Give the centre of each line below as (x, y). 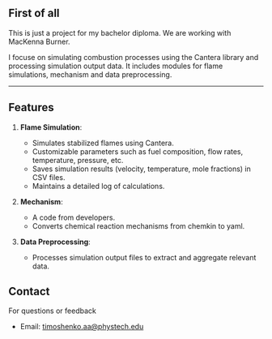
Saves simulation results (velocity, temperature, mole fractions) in (141, 169)
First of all (34, 13)
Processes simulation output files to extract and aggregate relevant (144, 257)
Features (31, 107)
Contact (29, 292)
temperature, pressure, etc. (78, 160)
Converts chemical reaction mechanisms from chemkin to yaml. (138, 225)
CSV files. (49, 177)
